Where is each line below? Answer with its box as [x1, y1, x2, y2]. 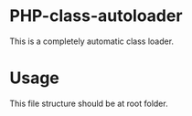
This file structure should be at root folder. [9, 98, 168, 109]
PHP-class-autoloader [9, 5, 183, 26]
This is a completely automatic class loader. [9, 36, 175, 47]
